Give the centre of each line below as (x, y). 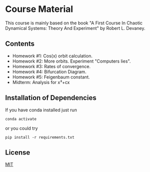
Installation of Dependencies (51, 98)
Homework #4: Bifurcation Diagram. (49, 72)
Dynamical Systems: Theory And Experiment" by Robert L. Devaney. (75, 28)
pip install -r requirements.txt (40, 137)
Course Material (39, 9)
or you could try (22, 128)
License (18, 152)
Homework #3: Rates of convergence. (51, 66)
